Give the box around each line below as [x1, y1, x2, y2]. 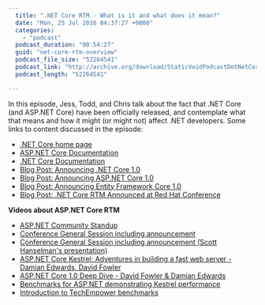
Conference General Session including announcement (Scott [19, 237, 218, 247]
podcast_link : [15, 63, 62, 71]
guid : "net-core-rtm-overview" [15, 48, 118, 56]
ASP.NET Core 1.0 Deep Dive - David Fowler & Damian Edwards [19, 270, 226, 281]
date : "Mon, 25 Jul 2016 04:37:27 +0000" [15, 19, 154, 27]
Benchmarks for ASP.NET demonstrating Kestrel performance [19, 279, 221, 288]
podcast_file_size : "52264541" [15, 56, 118, 64]
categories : [15, 26, 55, 34]
